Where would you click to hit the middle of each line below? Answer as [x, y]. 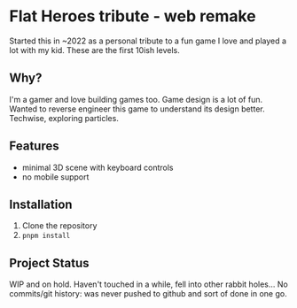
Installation [41, 204]
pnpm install [46, 236]
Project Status [50, 263]
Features [34, 146]
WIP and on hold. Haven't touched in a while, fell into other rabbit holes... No [148, 284]
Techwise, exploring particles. [64, 118]
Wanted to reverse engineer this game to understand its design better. [137, 109]
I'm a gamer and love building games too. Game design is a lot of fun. [136, 99]
